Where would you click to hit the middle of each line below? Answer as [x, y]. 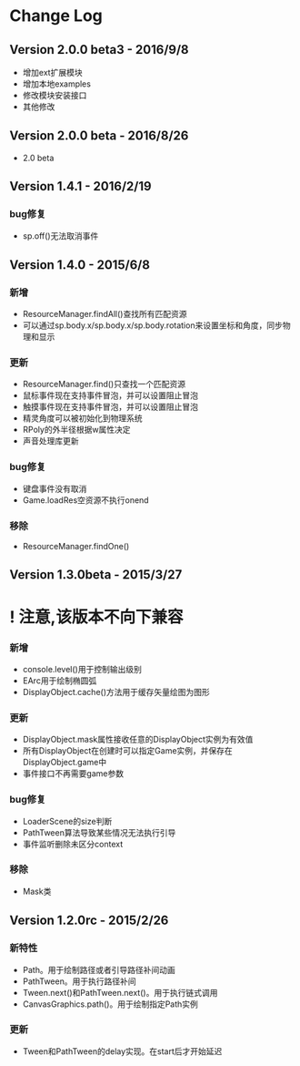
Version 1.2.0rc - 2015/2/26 [89, 921]
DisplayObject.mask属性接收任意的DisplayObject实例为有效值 [138, 740]
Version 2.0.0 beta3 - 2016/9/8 [99, 50]
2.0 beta [38, 158]
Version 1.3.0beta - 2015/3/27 [96, 575]
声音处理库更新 [50, 441]
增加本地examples [56, 84]
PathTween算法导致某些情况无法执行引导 [99, 832]
